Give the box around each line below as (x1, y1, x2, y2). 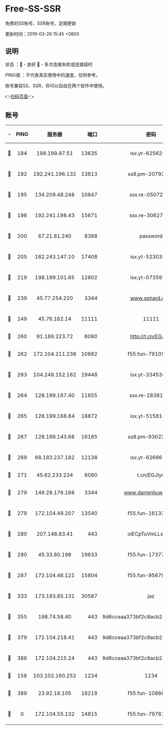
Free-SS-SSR (5, 3, 61, 15)
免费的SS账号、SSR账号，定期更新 (5, 20, 76, 26)
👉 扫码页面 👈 (5, 93, 34, 99)
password (139, 232, 163, 239)
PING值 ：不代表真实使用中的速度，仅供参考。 (5, 72, 100, 78)
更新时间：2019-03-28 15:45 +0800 (5, 31, 79, 37)
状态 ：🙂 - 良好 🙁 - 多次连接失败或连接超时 (5, 61, 92, 67)
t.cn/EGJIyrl (137, 471, 165, 478)
